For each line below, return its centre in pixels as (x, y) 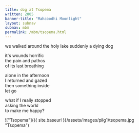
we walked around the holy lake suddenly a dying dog (59, 46)
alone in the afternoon (27, 75)
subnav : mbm (17, 28)
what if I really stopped (28, 100)
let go (11, 91)
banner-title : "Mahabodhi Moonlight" (43, 19)
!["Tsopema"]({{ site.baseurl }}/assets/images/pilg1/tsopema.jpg (70, 120)
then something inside (27, 85)
